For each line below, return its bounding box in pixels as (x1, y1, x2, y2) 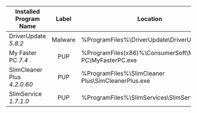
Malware (52, 36, 76, 43)
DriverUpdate (9, 32, 46, 40)
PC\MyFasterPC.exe (81, 56, 137, 64)
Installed (15, 8, 40, 15)
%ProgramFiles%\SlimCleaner (81, 70, 165, 77)
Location (137, 15, 162, 23)
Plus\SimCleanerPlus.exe (81, 77, 151, 84)
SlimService (9, 90, 42, 98)
